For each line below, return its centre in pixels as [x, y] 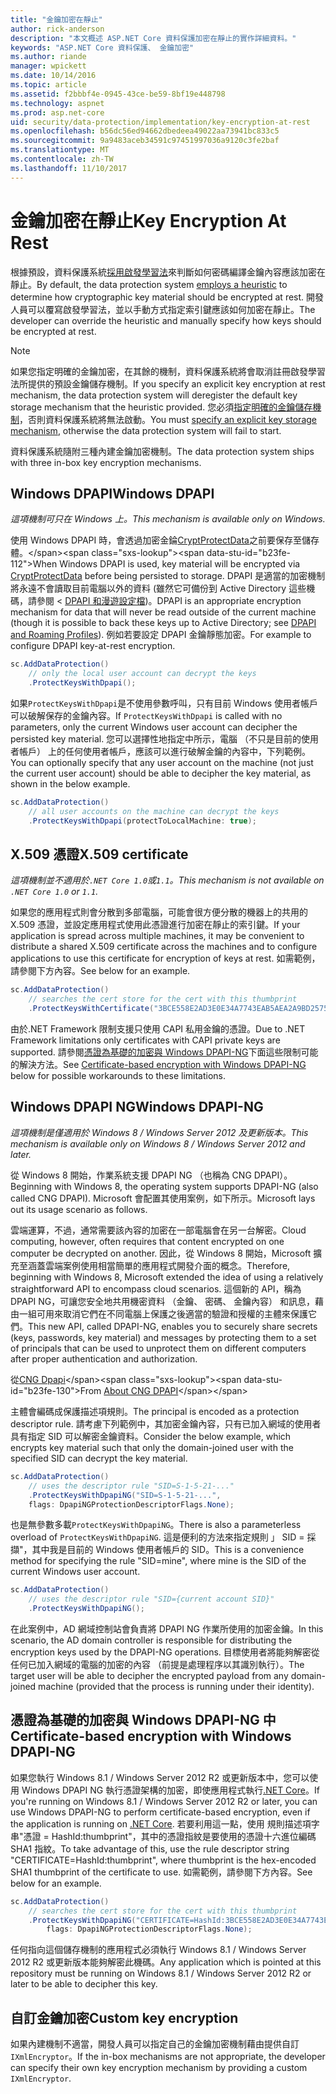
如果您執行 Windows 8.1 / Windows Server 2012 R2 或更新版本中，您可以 [160, 1777]
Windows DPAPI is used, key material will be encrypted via [180, 564]
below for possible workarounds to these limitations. [118, 1076]
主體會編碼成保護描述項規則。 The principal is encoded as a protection [155, 1411]
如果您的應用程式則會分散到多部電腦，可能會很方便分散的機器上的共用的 [159, 912]
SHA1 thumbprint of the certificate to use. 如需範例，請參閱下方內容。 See [161, 1872]
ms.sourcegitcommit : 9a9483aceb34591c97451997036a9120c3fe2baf [145, 141]
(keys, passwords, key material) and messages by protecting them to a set [163, 1337]
